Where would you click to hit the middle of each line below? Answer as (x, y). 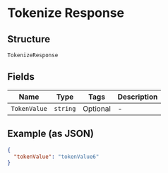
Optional (96, 109)
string (65, 108)
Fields (21, 77)
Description (138, 97)
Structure (29, 39)
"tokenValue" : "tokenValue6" (56, 157)
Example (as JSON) (50, 134)
